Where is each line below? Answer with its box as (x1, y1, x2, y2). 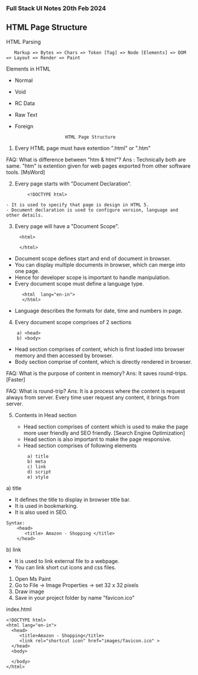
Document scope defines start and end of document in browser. (14, 255, 171, 262)
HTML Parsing (6, 38, 41, 45)
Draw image (14, 588, 44, 595)
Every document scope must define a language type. (14, 280, 144, 287)
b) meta (27, 458, 46, 465)
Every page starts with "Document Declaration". (14, 180, 132, 187)
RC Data (14, 100, 35, 107)
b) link (6, 546, 22, 553)
